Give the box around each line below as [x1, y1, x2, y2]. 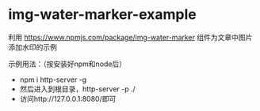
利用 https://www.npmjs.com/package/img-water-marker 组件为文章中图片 [8, 32, 253, 42]
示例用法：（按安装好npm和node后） [8, 59, 127, 68]
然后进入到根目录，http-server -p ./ [19, 84, 136, 94]
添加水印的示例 [8, 42, 57, 52]
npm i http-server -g [19, 75, 87, 84]
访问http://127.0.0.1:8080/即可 [19, 94, 117, 103]
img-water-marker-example [8, 6, 197, 24]
